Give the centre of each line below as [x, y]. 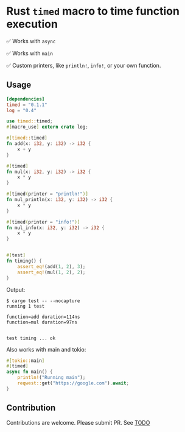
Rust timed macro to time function [93, 11]
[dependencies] [26, 99]
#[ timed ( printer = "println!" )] [47, 194]
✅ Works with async [31, 41]
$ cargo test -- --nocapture [43, 301]
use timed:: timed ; [30, 121]
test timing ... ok [31, 338]
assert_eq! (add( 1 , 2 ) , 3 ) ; [51, 266]
